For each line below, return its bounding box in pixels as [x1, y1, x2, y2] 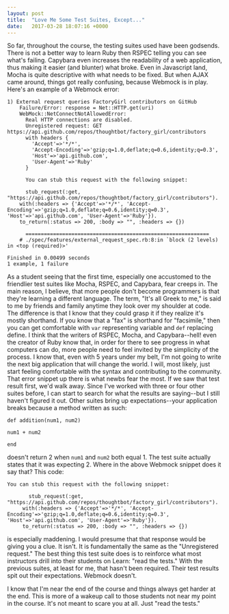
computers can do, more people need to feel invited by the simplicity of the [7, 346, 219, 354]
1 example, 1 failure [7, 261, 69, 268]
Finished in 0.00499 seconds [7, 255, 90, 261]
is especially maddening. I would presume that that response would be [7, 535, 206, 543]
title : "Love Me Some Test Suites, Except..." [7, 16, 146, 23]
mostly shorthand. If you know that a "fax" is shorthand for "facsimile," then [7, 316, 221, 324]
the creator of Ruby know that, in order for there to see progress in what [7, 338, 211, 346]
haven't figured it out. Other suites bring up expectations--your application [7, 397, 217, 405]
